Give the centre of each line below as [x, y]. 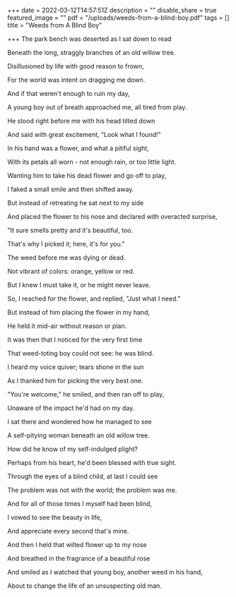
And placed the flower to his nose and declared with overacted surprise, [112, 217]
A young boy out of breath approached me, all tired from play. [97, 107]
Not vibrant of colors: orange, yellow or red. [71, 271]
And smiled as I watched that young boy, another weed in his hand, [105, 572]
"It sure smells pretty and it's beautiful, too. [70, 230]
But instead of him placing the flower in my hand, [79, 312]
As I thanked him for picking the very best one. [75, 381]
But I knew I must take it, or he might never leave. [79, 285]
